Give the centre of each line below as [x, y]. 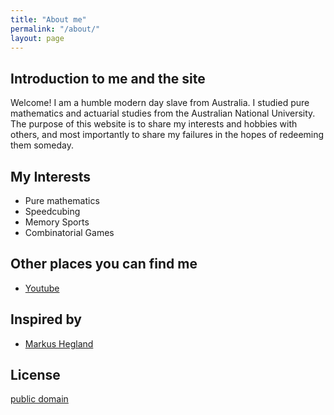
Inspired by [46, 319]
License [35, 375]
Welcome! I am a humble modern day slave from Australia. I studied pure [160, 103]
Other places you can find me [104, 264]
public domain [39, 399]
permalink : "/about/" [55, 29]
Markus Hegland [59, 343]
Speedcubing [52, 211]
